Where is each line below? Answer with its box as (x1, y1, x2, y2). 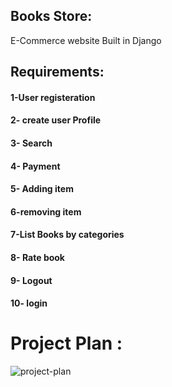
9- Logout (10, 274, 53, 286)
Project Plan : (10, 332, 123, 355)
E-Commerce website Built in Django (10, 34, 162, 46)
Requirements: (10, 64, 105, 81)
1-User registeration (10, 91, 96, 103)
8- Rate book (10, 251, 65, 263)
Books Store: (10, 8, 93, 25)
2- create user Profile (10, 114, 102, 126)
